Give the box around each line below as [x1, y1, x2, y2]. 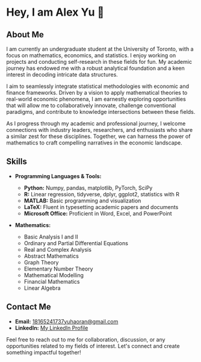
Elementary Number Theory [23, 265, 93, 272]
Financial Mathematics [23, 278, 80, 285]
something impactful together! [6, 349, 81, 356]
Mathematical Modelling [23, 271, 84, 279]
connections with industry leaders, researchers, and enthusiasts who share [6, 126, 193, 133]
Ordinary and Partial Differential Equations [23, 239, 128, 246]
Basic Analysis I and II [23, 233, 78, 240]
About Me [6, 30, 44, 40]
